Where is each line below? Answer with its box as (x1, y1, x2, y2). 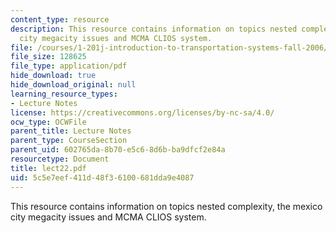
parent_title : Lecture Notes (10, 126, 132, 136)
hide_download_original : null (10, 80, 137, 90)
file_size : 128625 (10, 52, 87, 62)
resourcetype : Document (10, 154, 110, 164)
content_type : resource (10, 14, 110, 25)
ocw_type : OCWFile (10, 117, 87, 127)
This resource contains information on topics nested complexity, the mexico (10, 200, 323, 212)
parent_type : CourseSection (10, 136, 128, 146)
